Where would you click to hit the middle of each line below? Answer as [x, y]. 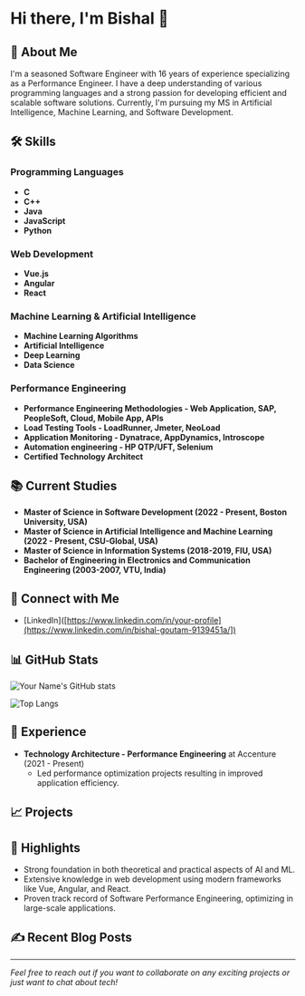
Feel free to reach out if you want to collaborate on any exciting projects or [150, 972]
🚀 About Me [44, 52]
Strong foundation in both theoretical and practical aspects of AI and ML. [159, 870]
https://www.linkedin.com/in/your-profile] [144, 621]
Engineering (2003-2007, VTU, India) [95, 570]
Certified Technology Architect [83, 456]
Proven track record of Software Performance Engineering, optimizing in [158, 899]
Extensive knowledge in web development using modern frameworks [152, 879]
